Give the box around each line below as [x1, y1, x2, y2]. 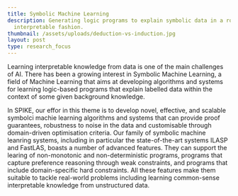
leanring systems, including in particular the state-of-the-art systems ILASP [7, 136, 228, 145]
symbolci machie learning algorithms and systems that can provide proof [7, 114, 221, 122]
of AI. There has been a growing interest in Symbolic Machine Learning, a [7, 70, 222, 78]
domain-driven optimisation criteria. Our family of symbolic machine [7, 128, 206, 137]
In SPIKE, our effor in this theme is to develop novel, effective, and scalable [7, 106, 227, 114]
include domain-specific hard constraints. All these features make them [7, 166, 216, 174]
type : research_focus [7, 43, 72, 50]
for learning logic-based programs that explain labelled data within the [7, 85, 212, 93]
